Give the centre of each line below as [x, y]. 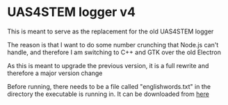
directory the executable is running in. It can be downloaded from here [108, 94]
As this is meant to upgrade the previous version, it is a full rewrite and [108, 65]
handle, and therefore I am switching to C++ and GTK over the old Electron [114, 52]
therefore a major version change [55, 73]
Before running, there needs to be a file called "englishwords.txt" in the [109, 86]
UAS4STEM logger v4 [71, 12]
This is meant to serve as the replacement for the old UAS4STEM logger [111, 31]
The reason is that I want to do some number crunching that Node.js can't [113, 45]
